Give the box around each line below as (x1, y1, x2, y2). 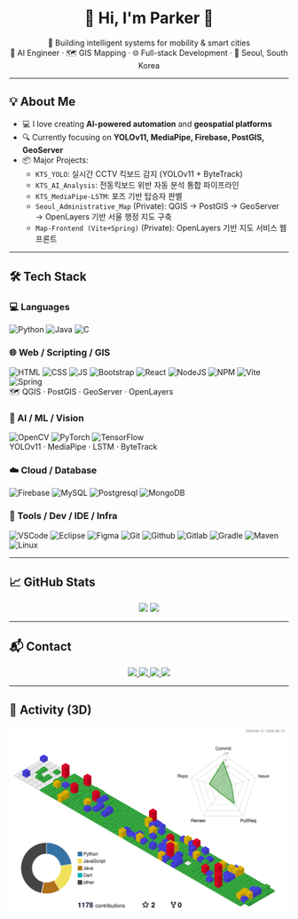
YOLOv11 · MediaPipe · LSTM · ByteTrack (9, 442, 158, 452)
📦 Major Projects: (21, 155, 89, 165)
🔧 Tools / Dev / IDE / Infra (9, 510, 118, 523)
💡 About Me (9, 94, 76, 109)
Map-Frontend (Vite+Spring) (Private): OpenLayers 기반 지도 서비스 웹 (35, 222, 287, 233)
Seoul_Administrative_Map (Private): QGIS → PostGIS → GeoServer (35, 200, 279, 212)
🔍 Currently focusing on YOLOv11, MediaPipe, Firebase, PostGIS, (21, 132, 264, 142)
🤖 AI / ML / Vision (9, 412, 84, 424)
